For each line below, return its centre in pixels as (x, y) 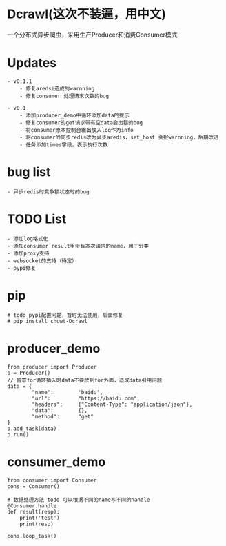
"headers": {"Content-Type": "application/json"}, (112, 404)
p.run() (18, 435)
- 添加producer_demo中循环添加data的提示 (74, 115)
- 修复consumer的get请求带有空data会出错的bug (81, 123)
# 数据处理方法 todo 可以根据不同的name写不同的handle (79, 500)
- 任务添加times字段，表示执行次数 (64, 145)
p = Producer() (29, 373)
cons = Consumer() (33, 486)
